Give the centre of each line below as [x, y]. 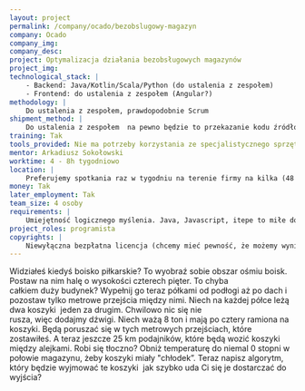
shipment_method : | [46, 119]
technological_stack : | [54, 77]
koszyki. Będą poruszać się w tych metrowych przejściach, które [131, 329]
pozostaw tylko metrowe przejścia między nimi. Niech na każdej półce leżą [149, 300]
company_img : [34, 43]
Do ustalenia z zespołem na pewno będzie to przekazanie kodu [148, 128]
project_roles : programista [63, 229]
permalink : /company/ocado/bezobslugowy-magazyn [103, 26]
